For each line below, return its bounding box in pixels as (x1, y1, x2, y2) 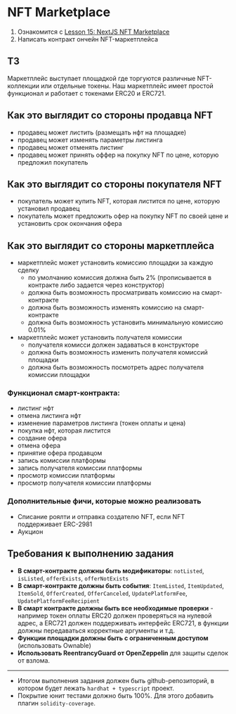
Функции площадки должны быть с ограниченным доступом (17, 634, 209, 642)
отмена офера (17, 441, 61, 450)
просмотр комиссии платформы (17, 471, 115, 480)
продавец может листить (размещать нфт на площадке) (17, 128, 187, 136)
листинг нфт (17, 404, 54, 412)
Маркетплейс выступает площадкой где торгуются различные (7, 74, 196, 82)
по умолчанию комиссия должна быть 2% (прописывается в (27, 274, 212, 282)
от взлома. (17, 656, 51, 665)
